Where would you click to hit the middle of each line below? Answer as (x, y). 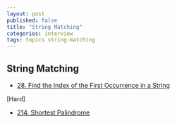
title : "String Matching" (44, 27)
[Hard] (16, 98)
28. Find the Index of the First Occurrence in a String (93, 85)
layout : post (26, 14)
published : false (32, 20)
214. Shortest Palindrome (53, 112)
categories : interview (40, 33)
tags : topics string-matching (51, 40)
